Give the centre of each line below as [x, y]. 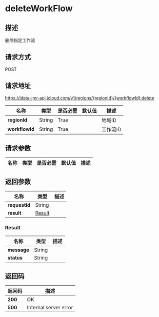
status [15, 258]
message [18, 250]
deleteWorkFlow [39, 9]
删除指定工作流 [20, 40]
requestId [19, 205]
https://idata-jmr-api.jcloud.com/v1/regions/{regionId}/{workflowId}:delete [80, 98]
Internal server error [50, 308]
